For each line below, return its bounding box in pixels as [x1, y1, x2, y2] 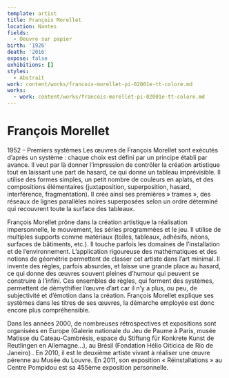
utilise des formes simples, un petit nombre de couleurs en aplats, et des [7, 175, 214, 183]
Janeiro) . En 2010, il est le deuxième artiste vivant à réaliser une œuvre [7, 348, 210, 357]
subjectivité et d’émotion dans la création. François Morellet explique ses [7, 291, 214, 299]
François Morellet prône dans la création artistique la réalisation [7, 218, 188, 226]
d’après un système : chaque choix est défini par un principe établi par [7, 153, 208, 161]
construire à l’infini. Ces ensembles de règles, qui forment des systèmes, [7, 277, 215, 285]
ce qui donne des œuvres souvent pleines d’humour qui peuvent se [7, 269, 199, 277]
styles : [7, 68, 30, 74]
